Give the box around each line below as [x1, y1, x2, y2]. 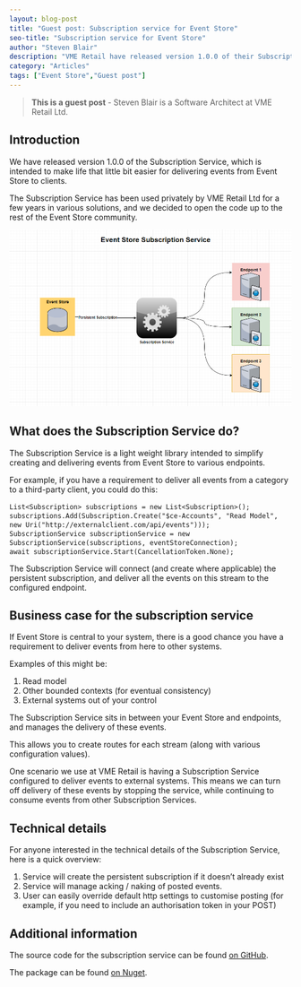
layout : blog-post [9, 14, 78, 23]
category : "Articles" [9, 62, 90, 71]
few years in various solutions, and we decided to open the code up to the [9, 202, 283, 212]
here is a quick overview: [9, 854, 101, 865]
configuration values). [9, 749, 90, 759]
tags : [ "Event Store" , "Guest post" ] [9, 72, 146, 81]
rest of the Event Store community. [9, 212, 138, 222]
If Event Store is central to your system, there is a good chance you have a [9, 632, 284, 643]
